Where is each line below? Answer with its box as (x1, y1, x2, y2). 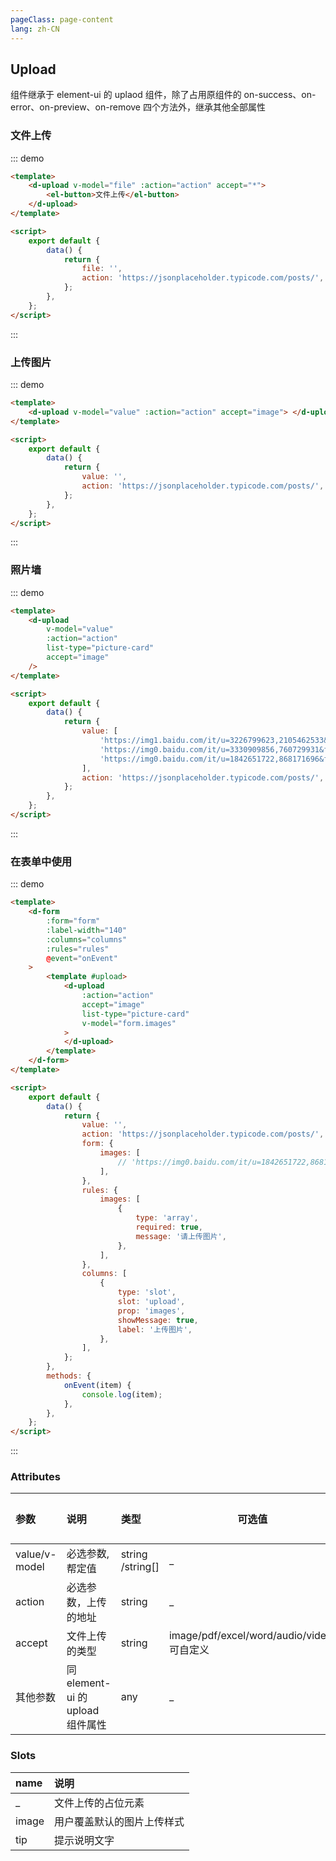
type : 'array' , (135, 1213, 199, 1223)
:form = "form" (46, 916, 101, 926)
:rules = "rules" (46, 944, 110, 954)
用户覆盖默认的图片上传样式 (54, 1814, 185, 1828)
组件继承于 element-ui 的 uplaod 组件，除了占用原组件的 (10, 89, 242, 101)
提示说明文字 (54, 1833, 115, 1847)
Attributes (10, 1470, 61, 1484)
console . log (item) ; (81, 1389, 163, 1400)
